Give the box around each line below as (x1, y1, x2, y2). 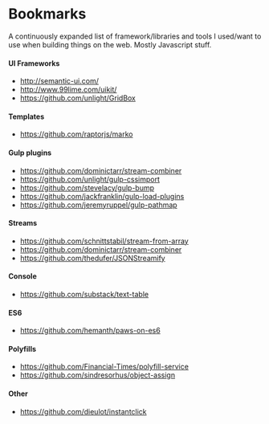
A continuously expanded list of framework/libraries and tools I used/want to (8, 31, 262, 41)
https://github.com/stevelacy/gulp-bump (19, 182, 155, 193)
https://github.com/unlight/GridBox (19, 93, 137, 103)
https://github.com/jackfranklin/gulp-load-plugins (19, 191, 185, 201)
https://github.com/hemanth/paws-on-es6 (19, 326, 161, 336)
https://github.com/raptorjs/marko (19, 129, 133, 139)
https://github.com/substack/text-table (19, 289, 149, 299)
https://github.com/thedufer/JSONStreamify (19, 253, 166, 263)
